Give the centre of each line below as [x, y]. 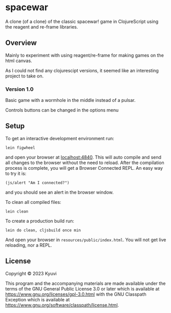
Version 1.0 [20, 89]
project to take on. [25, 76]
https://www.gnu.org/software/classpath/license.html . [62, 305]
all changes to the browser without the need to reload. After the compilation [85, 163]
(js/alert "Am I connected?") [38, 182]
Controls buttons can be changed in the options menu [62, 110]
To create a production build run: [40, 221]
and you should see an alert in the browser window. [59, 192]
